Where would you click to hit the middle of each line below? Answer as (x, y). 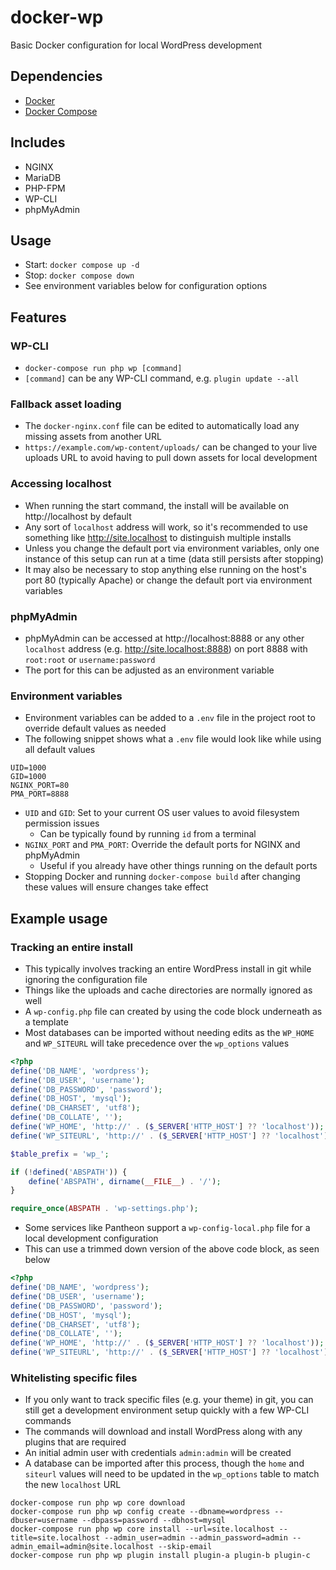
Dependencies (56, 76)
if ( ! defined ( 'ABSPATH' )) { (69, 1172)
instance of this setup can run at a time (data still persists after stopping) (174, 558)
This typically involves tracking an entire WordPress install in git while (168, 968)
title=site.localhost (55, 1538)
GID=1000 (28, 777)
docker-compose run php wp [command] (103, 369)
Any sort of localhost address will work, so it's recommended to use (166, 527)
